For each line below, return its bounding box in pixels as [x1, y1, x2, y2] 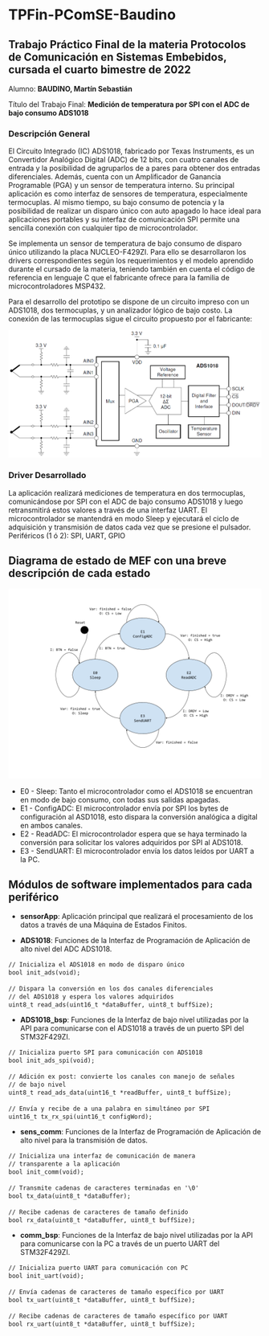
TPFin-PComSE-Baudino [8, 6, 177, 24]
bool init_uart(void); [8, 1272, 84, 1281]
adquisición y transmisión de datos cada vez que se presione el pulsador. [8, 522, 251, 532]
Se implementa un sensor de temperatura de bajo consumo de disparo [8, 239, 243, 248]
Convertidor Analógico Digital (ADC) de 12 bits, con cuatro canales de [8, 155, 239, 165]
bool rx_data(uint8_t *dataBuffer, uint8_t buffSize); [8, 1216, 196, 1224]
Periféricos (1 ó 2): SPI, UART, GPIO [8, 530, 126, 540]
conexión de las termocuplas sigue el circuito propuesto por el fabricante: [8, 314, 253, 324]
